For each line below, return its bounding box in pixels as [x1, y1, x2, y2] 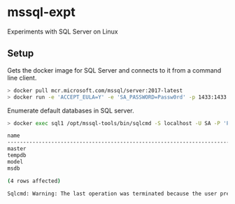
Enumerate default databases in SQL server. [7, 106, 134, 115]
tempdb [7, 152, 27, 159]
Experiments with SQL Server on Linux [7, 27, 118, 36]
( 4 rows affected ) [7, 177, 61, 184]
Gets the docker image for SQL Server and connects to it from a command [7, 66, 222, 74]
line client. [7, 73, 37, 82]
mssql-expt [7, 4, 76, 20]
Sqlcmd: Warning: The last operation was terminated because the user [7, 190, 218, 197]
